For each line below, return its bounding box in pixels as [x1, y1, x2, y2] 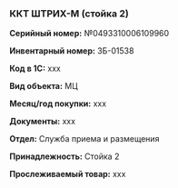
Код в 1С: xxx [9, 63, 61, 74]
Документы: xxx [9, 116, 75, 127]
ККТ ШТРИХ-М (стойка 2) [9, 7, 129, 20]
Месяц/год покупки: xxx [9, 98, 107, 109]
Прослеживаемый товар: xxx [9, 169, 126, 180]
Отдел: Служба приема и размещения [9, 134, 160, 144]
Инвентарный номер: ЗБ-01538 [9, 45, 134, 56]
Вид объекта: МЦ [9, 81, 79, 92]
